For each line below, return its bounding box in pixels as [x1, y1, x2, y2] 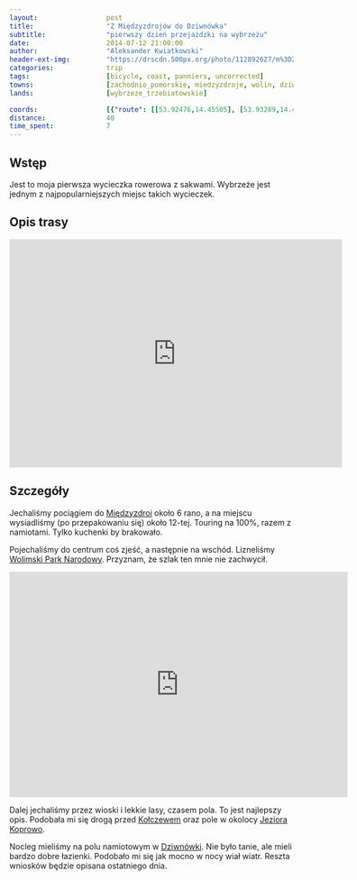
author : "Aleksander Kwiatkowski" [9, 47, 204, 56]
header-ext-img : [9, 55, 70, 64]
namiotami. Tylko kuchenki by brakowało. [9, 527, 163, 537]
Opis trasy [9, 215, 69, 230]
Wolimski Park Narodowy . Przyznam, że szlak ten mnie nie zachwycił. [9, 554, 268, 564]
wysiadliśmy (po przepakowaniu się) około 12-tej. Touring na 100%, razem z [9, 517, 291, 527]
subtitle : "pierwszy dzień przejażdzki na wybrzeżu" [9, 30, 269, 39]
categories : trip [9, 64, 124, 73]
